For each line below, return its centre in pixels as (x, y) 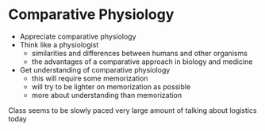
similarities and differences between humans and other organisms (140, 53)
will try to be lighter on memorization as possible (111, 86)
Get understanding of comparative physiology (95, 69)
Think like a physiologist (59, 44)
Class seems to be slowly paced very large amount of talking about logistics (132, 110)
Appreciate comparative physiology (78, 36)
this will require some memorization (90, 78)
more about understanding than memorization (107, 95)
